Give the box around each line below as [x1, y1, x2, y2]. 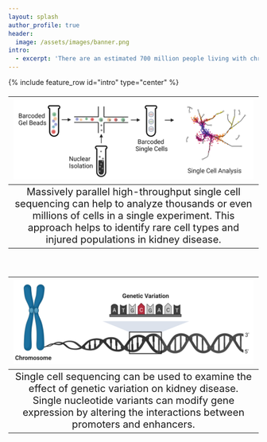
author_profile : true [8, 21, 80, 29]
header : [8, 29, 34, 37]
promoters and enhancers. [72, 418, 195, 431]
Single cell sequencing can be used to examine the [14, 370, 253, 383]
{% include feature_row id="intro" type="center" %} [8, 78, 180, 87]
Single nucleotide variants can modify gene [32, 394, 235, 407]
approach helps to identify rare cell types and [27, 221, 240, 235]
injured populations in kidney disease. [45, 233, 222, 246]
